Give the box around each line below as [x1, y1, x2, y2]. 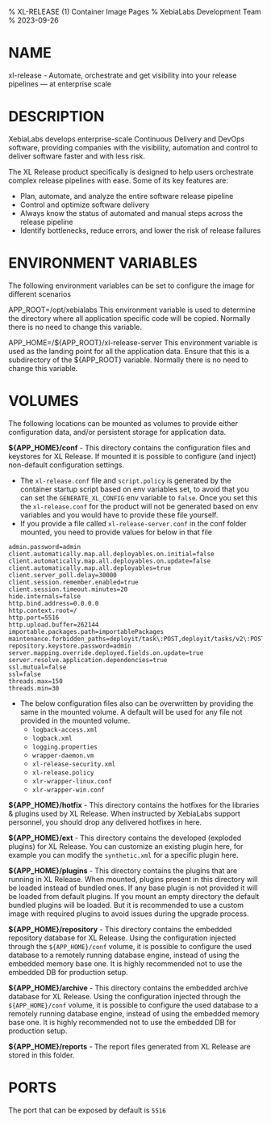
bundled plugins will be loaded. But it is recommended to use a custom [8, 900, 244, 910]
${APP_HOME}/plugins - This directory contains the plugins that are [8, 865, 238, 876]
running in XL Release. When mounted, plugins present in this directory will [8, 874, 258, 884]
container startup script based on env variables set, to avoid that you [19, 484, 250, 494]
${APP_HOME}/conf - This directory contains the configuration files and [8, 442, 252, 452]
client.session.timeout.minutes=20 [8, 585, 128, 593]
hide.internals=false [8, 592, 81, 601]
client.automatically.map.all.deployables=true [8, 564, 172, 572]
